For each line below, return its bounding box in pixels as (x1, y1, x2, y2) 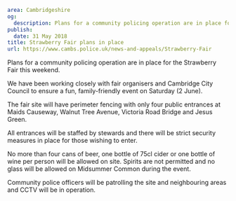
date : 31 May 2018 (13, 32, 68, 40)
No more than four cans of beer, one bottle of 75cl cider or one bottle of (7, 150, 216, 158)
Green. (7, 116, 27, 124)
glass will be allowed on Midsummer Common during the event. (7, 165, 191, 173)
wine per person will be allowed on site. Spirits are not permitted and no (7, 158, 216, 166)
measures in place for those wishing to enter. (7, 137, 138, 145)
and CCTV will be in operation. (7, 186, 96, 194)
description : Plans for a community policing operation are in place (13, 20, 221, 27)
